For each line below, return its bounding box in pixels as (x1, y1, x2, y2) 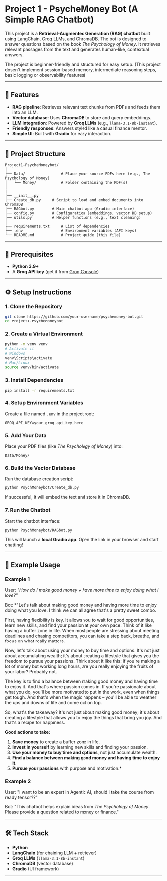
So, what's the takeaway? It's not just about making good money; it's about (5, 709, 159, 715)
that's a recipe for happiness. (5, 720, 66, 726)
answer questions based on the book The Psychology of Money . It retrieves (5, 41, 161, 47)
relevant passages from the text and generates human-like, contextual (5, 46, 149, 52)
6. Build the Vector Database (5, 465, 76, 472)
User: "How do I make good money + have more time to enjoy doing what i (5, 587, 159, 593)
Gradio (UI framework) (12, 866, 59, 872)
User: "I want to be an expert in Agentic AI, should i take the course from (5, 789, 154, 795)
